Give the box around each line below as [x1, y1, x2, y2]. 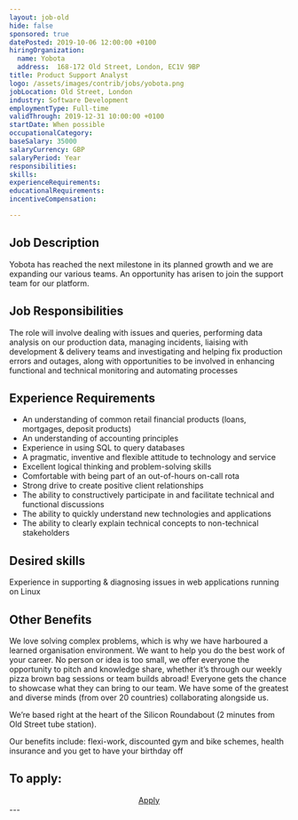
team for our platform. [9, 277, 90, 289]
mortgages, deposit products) [21, 424, 131, 434]
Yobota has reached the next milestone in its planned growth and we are [9, 259, 273, 269]
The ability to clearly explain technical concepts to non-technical [21, 518, 259, 529]
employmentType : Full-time [9, 104, 109, 113]
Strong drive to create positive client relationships [21, 481, 204, 491]
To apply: [9, 771, 62, 786]
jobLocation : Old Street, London [9, 87, 133, 96]
